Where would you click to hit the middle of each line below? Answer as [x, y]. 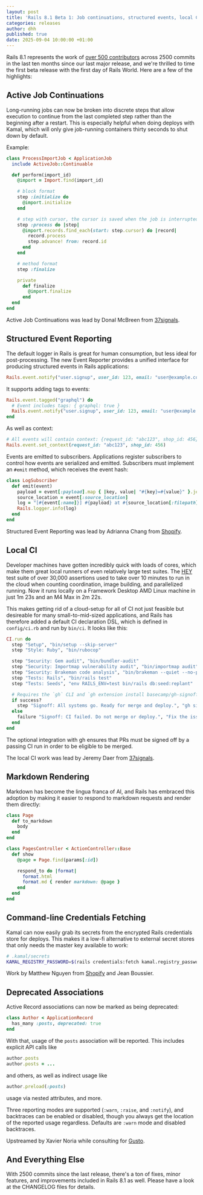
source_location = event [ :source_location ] [73, 497]
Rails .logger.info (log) [47, 509]
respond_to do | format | [47, 871]
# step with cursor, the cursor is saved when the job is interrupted [108, 219]
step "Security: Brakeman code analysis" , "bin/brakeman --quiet [96, 672]
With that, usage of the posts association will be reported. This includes [95, 1040]
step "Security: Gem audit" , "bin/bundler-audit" [75, 661]
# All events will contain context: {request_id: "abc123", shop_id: [96, 440]
